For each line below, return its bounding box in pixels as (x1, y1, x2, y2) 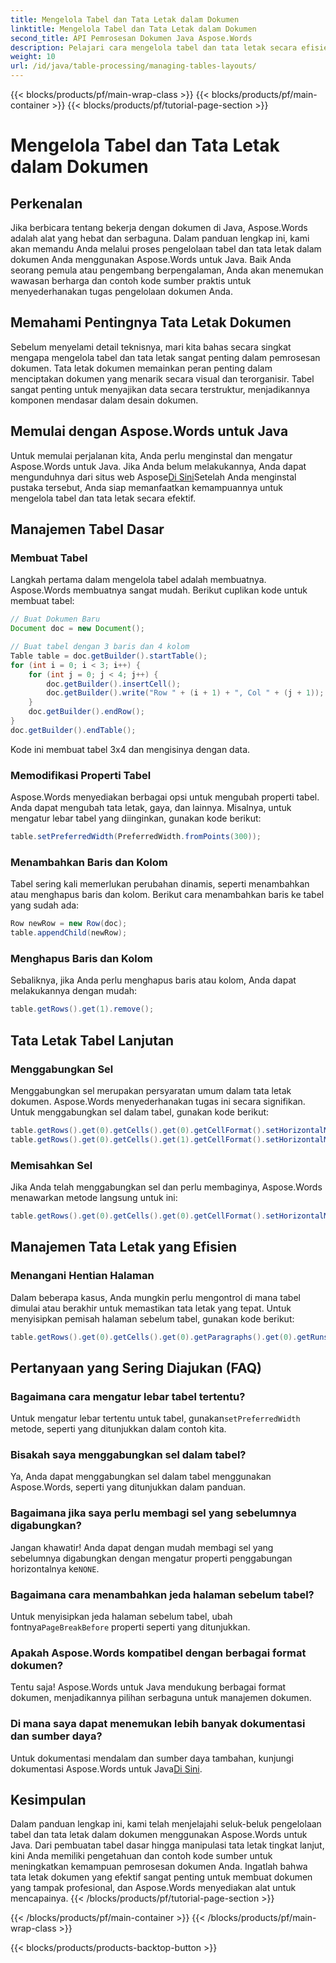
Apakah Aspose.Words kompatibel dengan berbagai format (10, 1646, 307, 1660)
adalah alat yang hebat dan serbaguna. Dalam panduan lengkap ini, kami (10, 232, 310, 244)
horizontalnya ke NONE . (10, 1562, 100, 1575)
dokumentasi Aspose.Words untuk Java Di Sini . (10, 1762, 203, 1775)
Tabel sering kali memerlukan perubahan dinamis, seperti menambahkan (10, 878, 310, 890)
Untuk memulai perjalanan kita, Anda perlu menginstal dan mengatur (10, 449, 293, 461)
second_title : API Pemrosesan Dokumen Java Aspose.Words (10, 33, 253, 43)
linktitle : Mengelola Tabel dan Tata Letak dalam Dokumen (10, 24, 257, 34)
